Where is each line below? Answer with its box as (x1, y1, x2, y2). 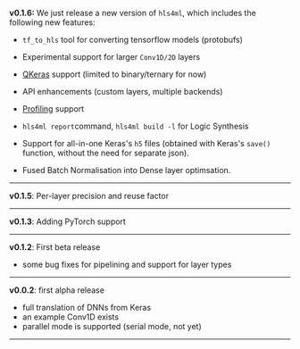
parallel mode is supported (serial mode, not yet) (21, 321, 203, 331)
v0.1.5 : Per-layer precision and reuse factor (9, 191, 170, 201)
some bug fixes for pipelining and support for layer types (21, 259, 232, 270)
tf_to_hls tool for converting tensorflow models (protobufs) (21, 35, 244, 45)
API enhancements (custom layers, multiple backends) (21, 87, 223, 96)
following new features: (9, 17, 96, 28)
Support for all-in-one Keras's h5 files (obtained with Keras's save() (21, 138, 271, 148)
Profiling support (21, 104, 85, 114)
